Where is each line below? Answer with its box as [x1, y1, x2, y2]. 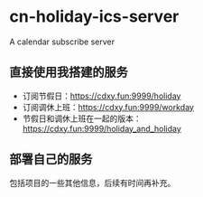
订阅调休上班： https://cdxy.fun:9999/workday [22, 101, 194, 112]
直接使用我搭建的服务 [9, 65, 128, 80]
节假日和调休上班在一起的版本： [22, 113, 142, 124]
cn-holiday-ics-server [9, 6, 180, 27]
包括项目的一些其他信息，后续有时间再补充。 [9, 177, 176, 188]
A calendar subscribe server [9, 36, 115, 47]
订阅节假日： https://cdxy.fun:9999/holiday [22, 90, 181, 101]
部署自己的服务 [9, 152, 93, 167]
